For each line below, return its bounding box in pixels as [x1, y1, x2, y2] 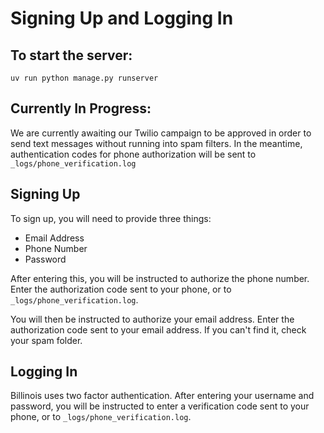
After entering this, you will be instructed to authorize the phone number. [10, 272, 310, 284]
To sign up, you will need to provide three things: [10, 212, 212, 224]
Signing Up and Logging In [10, 7, 234, 30]
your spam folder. [10, 334, 83, 346]
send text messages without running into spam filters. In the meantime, [10, 137, 303, 149]
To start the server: [10, 47, 133, 64]
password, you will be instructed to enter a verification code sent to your [10, 400, 310, 412]
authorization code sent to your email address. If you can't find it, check [10, 323, 307, 336]
